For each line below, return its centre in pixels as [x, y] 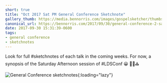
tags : [11, 33]
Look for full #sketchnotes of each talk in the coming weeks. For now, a [78, 56]
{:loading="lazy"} [95, 75]
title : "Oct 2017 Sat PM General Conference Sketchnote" [65, 14]
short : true [17, 10]
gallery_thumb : [21, 19]
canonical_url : [21, 24]
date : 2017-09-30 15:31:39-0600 [39, 28]
